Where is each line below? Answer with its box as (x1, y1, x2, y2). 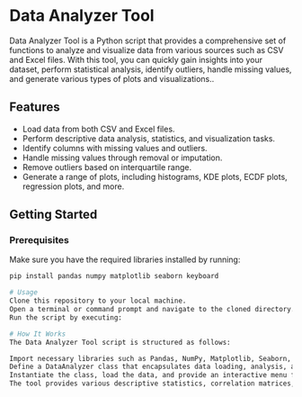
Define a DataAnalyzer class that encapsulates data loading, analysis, (9, 362, 288, 372)
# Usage (9, 288, 39, 297)
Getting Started (9, 207, 98, 222)
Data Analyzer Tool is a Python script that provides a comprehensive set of (9, 35, 287, 46)
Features (9, 100, 60, 115)
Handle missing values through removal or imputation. (22, 152, 223, 163)
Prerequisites (9, 234, 69, 247)
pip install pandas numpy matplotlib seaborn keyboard (9, 272, 219, 281)
